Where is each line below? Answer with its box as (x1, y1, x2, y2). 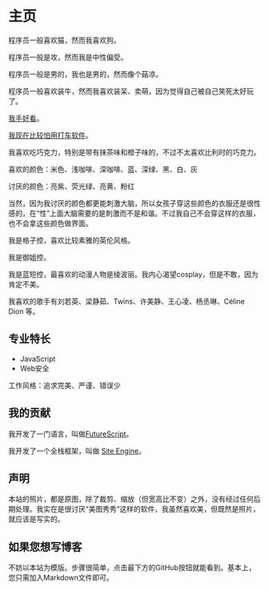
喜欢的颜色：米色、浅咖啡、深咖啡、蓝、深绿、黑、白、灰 (8, 164, 198, 174)
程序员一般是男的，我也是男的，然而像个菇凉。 (8, 69, 163, 78)
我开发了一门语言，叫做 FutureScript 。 (8, 429, 134, 439)
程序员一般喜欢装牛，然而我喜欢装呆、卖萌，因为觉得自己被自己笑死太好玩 (8, 86, 254, 96)
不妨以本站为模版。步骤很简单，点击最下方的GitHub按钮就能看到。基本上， (8, 563, 256, 572)
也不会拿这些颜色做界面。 (8, 218, 93, 228)
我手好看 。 (8, 113, 44, 122)
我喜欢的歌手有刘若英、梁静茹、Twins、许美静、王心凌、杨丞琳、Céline (8, 296, 246, 306)
